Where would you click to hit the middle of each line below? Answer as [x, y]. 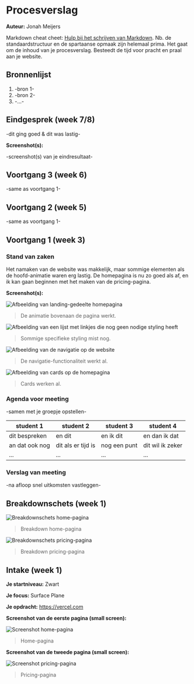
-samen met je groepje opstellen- [46, 412]
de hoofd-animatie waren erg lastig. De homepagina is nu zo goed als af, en [97, 275]
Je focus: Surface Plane [35, 596]
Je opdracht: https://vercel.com [45, 607]
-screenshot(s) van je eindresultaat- [49, 156]
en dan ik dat [161, 436]
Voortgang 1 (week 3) [46, 240]
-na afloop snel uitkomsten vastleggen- [53, 485]
